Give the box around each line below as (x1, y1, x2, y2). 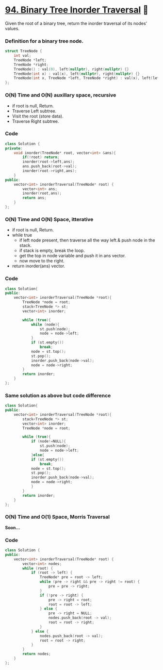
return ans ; (22, 196, 47, 200)
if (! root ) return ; (22, 155, 60, 160)
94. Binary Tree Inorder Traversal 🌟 (5, 4, 149, 16)
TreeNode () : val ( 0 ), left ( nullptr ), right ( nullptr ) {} (14, 66, 130, 72)
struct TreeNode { (5, 49, 42, 54)
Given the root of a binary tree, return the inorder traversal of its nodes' (5, 20, 147, 26)
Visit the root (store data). (12, 113, 64, 119)
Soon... (5, 524, 20, 530)
